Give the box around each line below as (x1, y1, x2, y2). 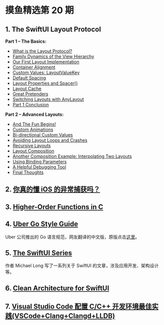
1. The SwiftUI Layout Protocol (5, 25, 102, 33)
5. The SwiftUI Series (5, 248, 72, 257)
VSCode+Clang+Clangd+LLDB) (14, 312, 115, 320)
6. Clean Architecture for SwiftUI (5, 284, 110, 292)
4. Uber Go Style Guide (5, 220, 78, 228)
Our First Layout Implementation (12, 59, 79, 64)
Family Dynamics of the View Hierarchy (12, 53, 95, 59)
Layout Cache (12, 86, 42, 91)
